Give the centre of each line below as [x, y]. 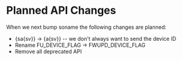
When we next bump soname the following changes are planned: [86, 27]
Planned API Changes [61, 10]
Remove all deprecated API [48, 51]
